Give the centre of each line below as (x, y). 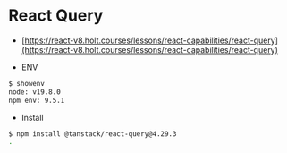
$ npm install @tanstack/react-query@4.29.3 (93, 134)
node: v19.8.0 (35, 92)
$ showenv (27, 83)
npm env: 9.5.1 (37, 100)
